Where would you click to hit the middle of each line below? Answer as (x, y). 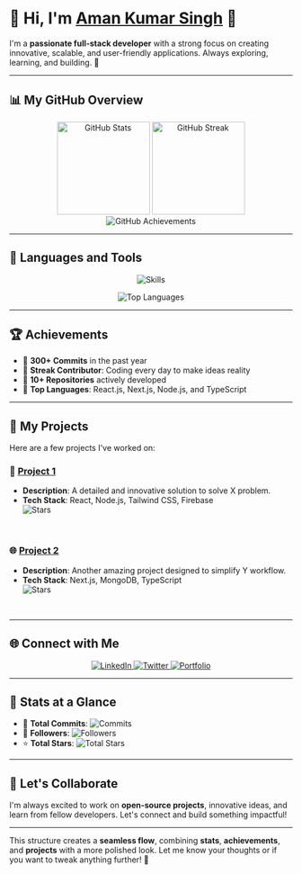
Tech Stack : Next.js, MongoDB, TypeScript (102, 580)
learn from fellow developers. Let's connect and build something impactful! (148, 815)
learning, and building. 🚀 (54, 62)
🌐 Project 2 (34, 551)
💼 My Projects (49, 426)
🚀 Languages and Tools (76, 258)
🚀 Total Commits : (55, 724)
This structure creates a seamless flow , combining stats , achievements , (145, 841)
